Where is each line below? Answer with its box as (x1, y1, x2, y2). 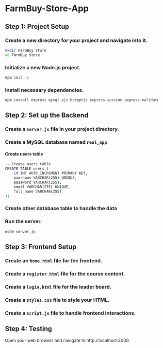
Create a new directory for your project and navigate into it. (5, 37, 148, 44)
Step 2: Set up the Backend (5, 111, 89, 119)
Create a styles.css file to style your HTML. (5, 296, 110, 303)
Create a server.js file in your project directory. (5, 126, 119, 133)
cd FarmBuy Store (5, 52, 40, 58)
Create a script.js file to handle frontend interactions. (5, 309, 136, 316)
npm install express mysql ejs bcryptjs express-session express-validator (5, 98, 162, 103)
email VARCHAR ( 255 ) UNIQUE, (14, 184, 70, 189)
